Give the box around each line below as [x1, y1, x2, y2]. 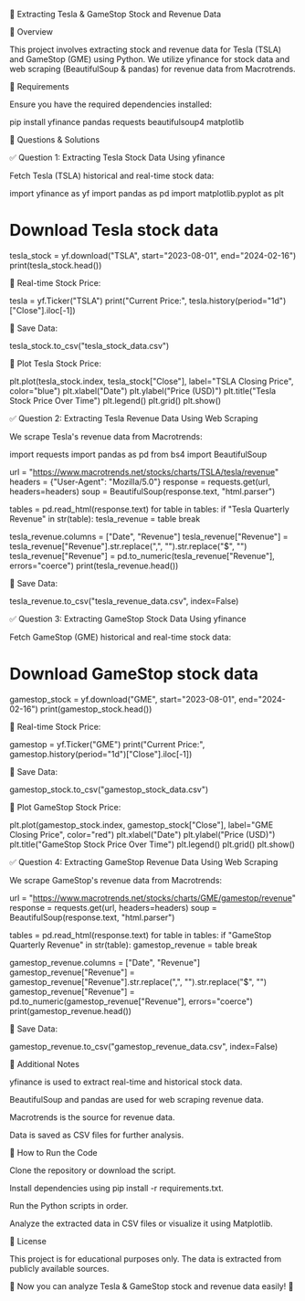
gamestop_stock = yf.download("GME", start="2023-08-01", [9, 693, 237, 704]
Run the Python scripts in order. [9, 1200, 129, 1211]
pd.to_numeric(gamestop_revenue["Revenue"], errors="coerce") [9, 996, 254, 1007]
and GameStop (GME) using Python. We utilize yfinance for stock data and [9, 54, 290, 64]
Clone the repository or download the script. [9, 1165, 176, 1176]
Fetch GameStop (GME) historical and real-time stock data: [9, 631, 232, 642]
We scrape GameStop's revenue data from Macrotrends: [9, 874, 222, 885]
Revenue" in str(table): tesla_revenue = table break [9, 513, 201, 524]
